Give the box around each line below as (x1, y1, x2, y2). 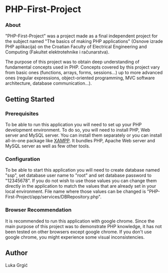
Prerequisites (5, 110, 39, 117)
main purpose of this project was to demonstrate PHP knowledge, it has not (5, 223, 162, 229)
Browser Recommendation (5, 206, 72, 213)
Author (5, 249, 28, 257)
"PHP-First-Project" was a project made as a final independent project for (5, 33, 158, 39)
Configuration (5, 155, 40, 162)
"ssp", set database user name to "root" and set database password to (5, 173, 152, 179)
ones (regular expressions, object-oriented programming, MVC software (5, 75, 155, 81)
